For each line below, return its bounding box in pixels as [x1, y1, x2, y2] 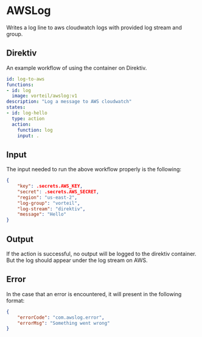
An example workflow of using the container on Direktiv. [6, 64, 147, 71]
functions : [6, 82, 34, 88]
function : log [17, 127, 53, 133]
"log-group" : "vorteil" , [17, 200, 80, 206]
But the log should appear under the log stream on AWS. [6, 257, 148, 264]
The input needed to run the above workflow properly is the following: [6, 166, 181, 173]
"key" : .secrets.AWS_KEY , [17, 183, 83, 190]
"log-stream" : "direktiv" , [17, 205, 86, 212]
